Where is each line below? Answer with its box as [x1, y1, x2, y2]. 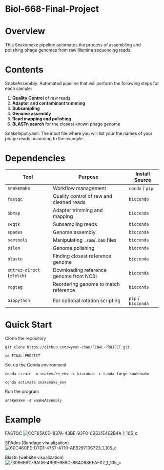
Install [135, 171, 150, 177]
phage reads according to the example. [5, 136, 84, 142]
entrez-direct [7, 267, 41, 273]
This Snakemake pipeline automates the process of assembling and [5, 42, 141, 48]
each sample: [5, 85, 33, 91]
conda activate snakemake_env [5, 380, 67, 385]
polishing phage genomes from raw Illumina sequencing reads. [5, 47, 132, 53]
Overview [5, 26, 45, 37]
